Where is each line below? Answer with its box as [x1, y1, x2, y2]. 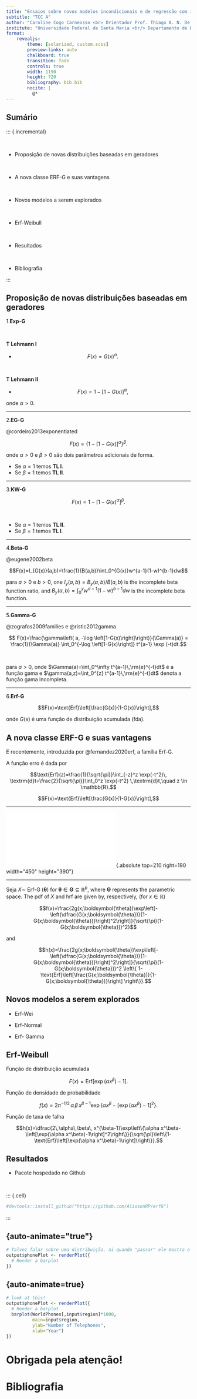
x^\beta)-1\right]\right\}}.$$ [96, 1137, 163, 1144]
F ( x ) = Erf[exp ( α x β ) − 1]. [69, 1077, 128, 1085]
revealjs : [16, 36, 41, 42]
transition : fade [27, 58, 69, 63]
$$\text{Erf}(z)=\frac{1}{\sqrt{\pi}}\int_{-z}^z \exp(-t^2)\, [30, 771, 167, 778]
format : [6, 31, 25, 36]
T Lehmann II [6, 376, 39, 383]
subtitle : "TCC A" [6, 14, 51, 20]
